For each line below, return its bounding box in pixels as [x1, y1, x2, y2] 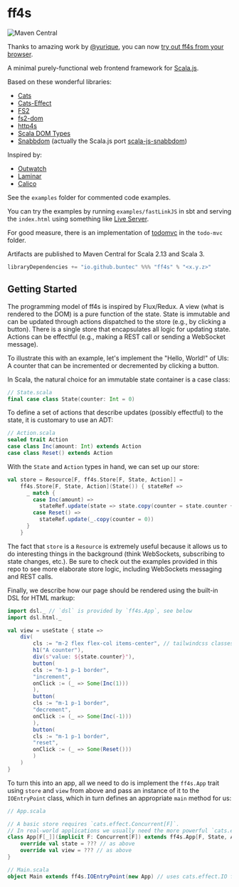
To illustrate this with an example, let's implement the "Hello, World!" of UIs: [7, 354, 229, 362]
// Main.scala [7, 866, 50, 873]
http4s [17, 121, 38, 130]
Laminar [17, 172, 42, 180]
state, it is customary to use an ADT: [7, 416, 114, 424]
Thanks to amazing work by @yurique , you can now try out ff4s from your [7, 42, 224, 51]
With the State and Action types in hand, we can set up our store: [7, 462, 200, 471]
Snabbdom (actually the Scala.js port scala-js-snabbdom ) [17, 137, 187, 145]
